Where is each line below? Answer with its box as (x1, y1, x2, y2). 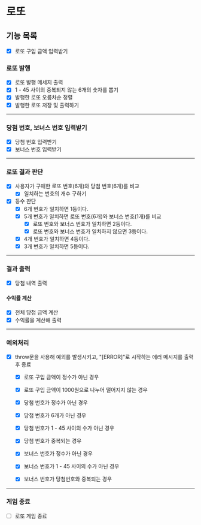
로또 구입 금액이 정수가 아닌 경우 (23, 373, 99, 381)
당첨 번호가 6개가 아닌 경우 (23, 412, 87, 419)
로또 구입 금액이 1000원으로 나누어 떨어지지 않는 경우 (23, 387, 148, 393)
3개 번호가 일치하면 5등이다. (23, 243, 90, 250)
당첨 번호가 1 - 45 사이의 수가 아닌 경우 (23, 424, 115, 432)
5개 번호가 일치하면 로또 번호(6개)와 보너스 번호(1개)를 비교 (23, 213, 162, 220)
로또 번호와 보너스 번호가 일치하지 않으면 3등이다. (32, 228, 148, 235)
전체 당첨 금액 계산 (14, 309, 59, 316)
